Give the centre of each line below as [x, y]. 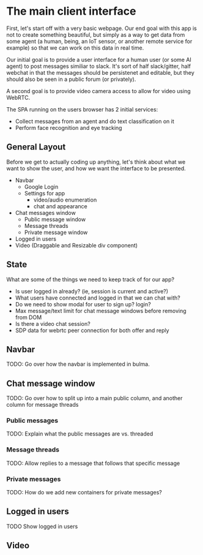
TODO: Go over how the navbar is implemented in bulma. [78, 364]
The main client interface [71, 11]
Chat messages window [46, 213]
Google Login [41, 187]
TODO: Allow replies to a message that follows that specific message [93, 463]
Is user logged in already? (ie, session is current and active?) [92, 291]
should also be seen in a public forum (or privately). [71, 79]
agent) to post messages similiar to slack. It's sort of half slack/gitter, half [99, 66]
